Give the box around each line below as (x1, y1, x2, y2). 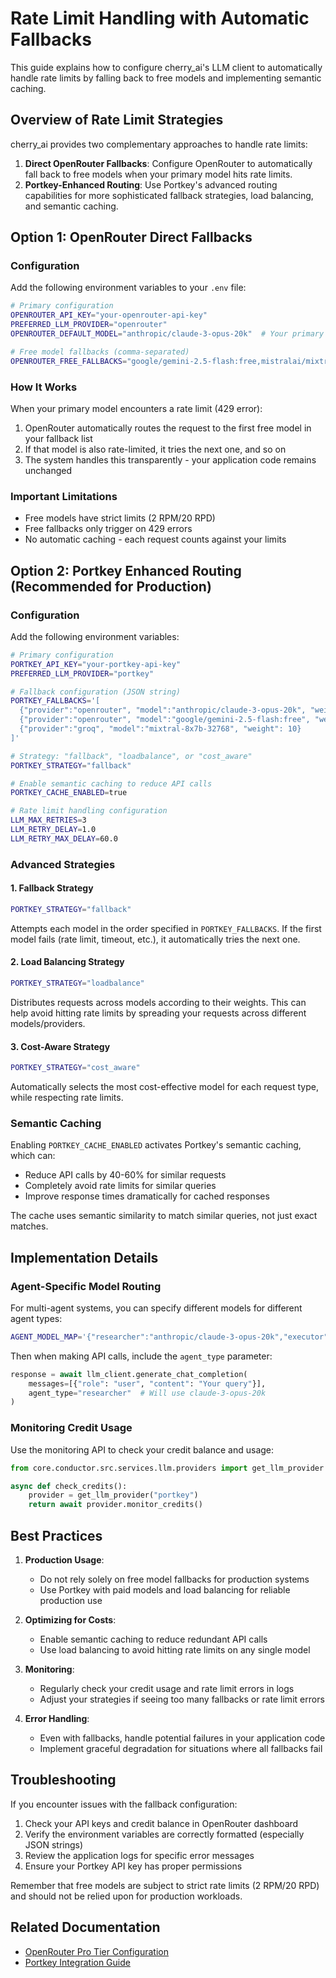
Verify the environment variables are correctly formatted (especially (24, 1828, 305, 1840)
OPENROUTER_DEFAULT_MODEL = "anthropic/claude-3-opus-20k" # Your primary (10, 329, 325, 339)
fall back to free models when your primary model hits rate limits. (24, 168, 293, 180)
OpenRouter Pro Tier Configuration (24, 1945, 170, 1957)
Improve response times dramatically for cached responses (24, 1190, 270, 1202)
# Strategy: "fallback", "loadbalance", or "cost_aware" (10, 751, 253, 761)
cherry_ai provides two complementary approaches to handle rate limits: (10, 138, 308, 150)
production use (39, 1594, 103, 1606)
